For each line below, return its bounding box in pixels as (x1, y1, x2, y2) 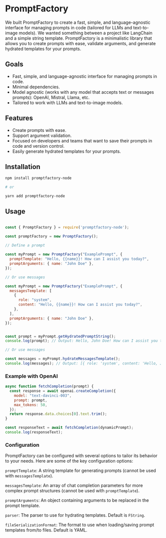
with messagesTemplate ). (5, 473, 53, 479)
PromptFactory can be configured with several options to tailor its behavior (5, 453, 158, 459)
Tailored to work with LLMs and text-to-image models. (12, 100, 123, 106)
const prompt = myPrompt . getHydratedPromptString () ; (5, 334, 116, 339)
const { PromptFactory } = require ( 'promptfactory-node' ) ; (5, 225, 129, 230)
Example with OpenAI (5, 372, 58, 379)
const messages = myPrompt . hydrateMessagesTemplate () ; (5, 357, 121, 361)
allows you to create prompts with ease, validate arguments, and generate (5, 40, 156, 46)
